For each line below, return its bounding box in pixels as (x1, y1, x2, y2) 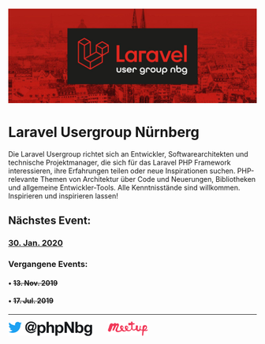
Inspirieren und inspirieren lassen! (8, 190, 118, 201)
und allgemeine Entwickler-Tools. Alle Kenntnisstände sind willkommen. (8, 183, 241, 192)
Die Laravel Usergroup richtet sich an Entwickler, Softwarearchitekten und (8, 149, 248, 158)
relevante (8, 174, 39, 183)
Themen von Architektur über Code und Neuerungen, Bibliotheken (39, 174, 256, 183)
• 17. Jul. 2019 (8, 296, 54, 305)
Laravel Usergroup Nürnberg (8, 124, 200, 142)
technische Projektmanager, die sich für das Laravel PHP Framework (8, 157, 231, 167)
